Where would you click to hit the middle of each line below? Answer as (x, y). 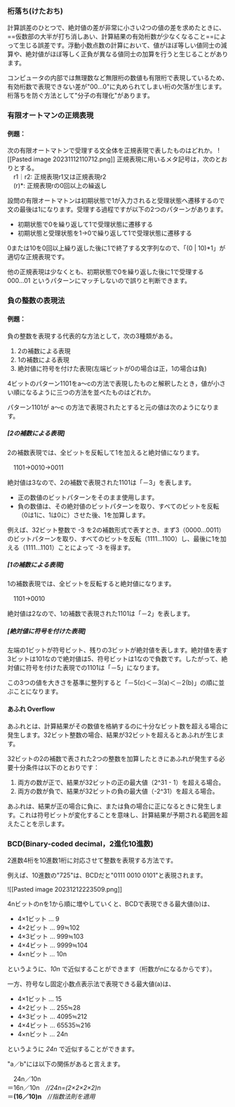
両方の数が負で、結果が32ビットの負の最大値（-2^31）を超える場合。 (118, 791)
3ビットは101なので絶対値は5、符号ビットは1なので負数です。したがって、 (115, 659)
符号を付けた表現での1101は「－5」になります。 (94, 668)
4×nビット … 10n (42, 954)
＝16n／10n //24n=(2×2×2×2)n (54, 1087)
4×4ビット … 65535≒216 (54, 1025)
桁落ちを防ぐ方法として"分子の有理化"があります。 (81, 96)
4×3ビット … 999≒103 (51, 936)
